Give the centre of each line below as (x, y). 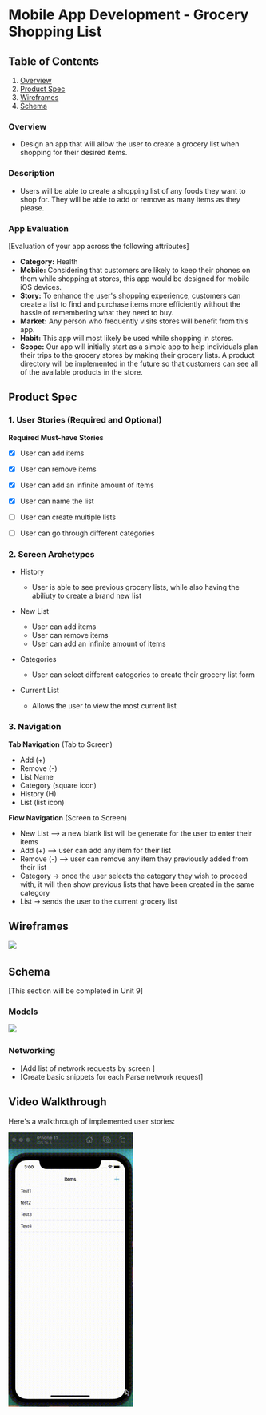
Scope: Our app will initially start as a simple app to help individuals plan (139, 347)
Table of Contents (54, 61)
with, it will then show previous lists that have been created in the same (137, 884)
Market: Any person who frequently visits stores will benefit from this (134, 321)
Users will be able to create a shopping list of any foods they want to (133, 190)
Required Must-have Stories (56, 437)
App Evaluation (39, 228)
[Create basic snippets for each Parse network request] (111, 1076)
